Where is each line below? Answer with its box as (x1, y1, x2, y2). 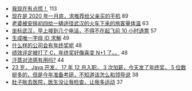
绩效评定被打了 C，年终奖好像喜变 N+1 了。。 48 (11, 49, 128, 56)
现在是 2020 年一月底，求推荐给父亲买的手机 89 (11, 12, 128, 19)
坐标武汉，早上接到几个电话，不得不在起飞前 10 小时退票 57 (11, 27, 157, 34)
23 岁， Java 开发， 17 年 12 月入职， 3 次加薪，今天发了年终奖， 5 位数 (11, 64, 187, 70)
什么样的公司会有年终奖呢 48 (11, 42, 82, 49)
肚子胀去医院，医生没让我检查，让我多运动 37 (11, 79, 123, 85)
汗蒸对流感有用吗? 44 (11, 56, 64, 63)
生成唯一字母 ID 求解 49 (11, 35, 69, 41)
